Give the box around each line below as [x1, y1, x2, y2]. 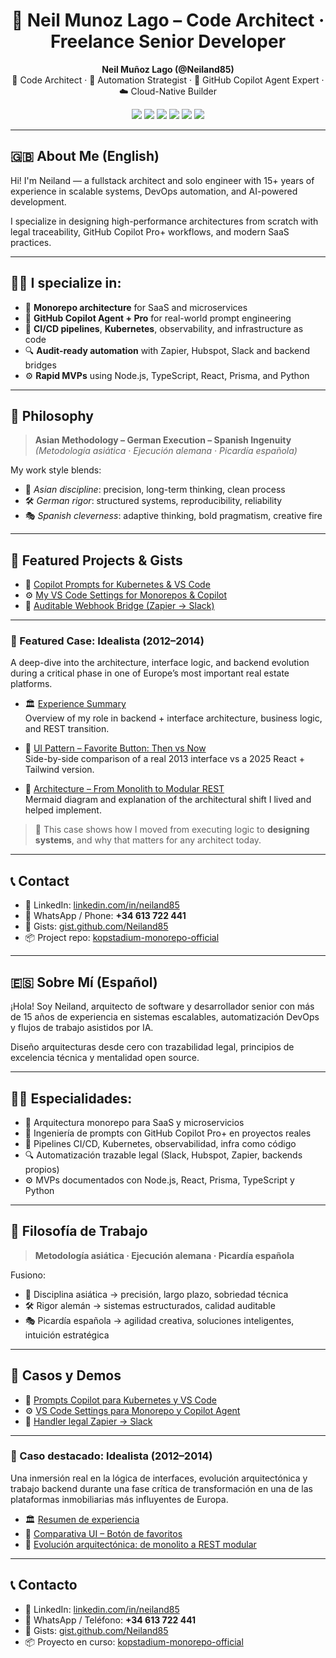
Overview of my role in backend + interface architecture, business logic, [24, 712, 323, 724]
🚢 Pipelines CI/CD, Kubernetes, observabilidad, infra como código [24, 1137, 297, 1149]
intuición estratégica [24, 1329, 110, 1341]
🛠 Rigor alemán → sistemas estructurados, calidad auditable [24, 1299, 276, 1311]
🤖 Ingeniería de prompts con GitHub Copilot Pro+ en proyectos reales [24, 1127, 312, 1139]
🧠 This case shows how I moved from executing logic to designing [34, 824, 310, 836]
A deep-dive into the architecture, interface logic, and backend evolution [10, 657, 310, 669]
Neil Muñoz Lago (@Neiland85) [101, 63, 235, 75]
